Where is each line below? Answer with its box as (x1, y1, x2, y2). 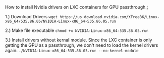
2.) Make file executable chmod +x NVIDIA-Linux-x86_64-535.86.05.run (5, 28, 149, 33)
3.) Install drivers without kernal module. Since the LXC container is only (5, 37, 152, 43)
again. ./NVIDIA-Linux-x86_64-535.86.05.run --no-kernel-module (5, 48, 139, 53)
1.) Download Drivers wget (5, 14, 58, 19)
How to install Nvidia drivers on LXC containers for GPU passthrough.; (5, 4, 148, 10)
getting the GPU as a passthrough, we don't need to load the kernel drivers (5, 42, 159, 48)
